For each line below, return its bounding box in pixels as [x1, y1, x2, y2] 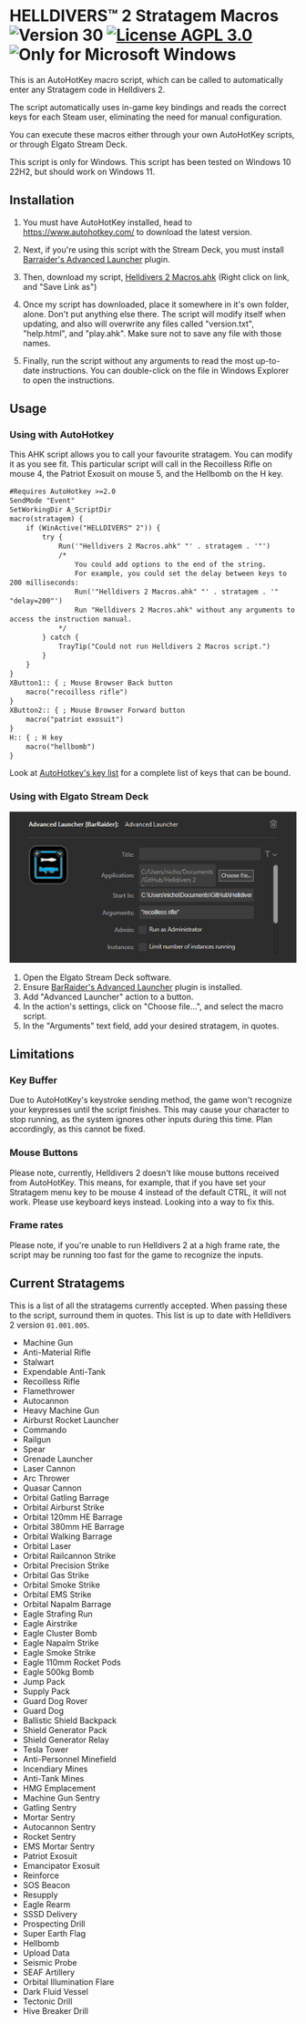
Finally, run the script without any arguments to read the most [22, 355, 254, 366]
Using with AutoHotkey [9, 429, 115, 441]
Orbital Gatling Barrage [22, 1492, 109, 1503]
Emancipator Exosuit [22, 1860, 100, 1871]
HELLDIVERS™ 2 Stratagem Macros [9, 5, 280, 26]
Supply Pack [22, 1686, 70, 1697]
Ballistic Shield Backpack [22, 1715, 117, 1726]
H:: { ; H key [9, 733, 64, 743]
